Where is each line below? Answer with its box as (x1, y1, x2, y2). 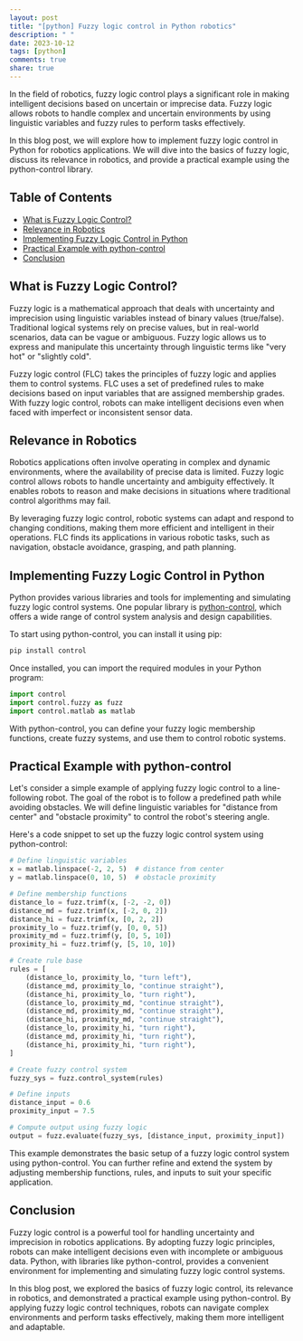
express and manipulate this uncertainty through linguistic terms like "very (9, 341, 287, 352)
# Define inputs (9, 1089, 71, 1099)
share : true (9, 64, 54, 73)
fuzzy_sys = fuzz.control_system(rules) (9, 1073, 165, 1082)
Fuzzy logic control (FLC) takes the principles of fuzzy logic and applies (9, 368, 277, 379)
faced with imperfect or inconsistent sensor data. (9, 406, 193, 417)
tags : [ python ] (9, 47, 67, 56)
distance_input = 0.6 (9, 1098, 91, 1108)
